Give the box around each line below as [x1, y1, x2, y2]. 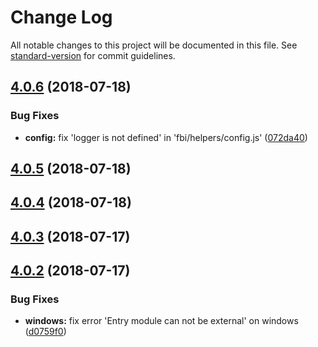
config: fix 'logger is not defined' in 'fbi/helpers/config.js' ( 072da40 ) [24, 131, 308, 143]
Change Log [10, 6, 113, 29]
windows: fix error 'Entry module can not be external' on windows [24, 315, 299, 327]
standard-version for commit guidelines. [10, 49, 176, 61]
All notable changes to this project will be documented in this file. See [10, 39, 298, 51]
